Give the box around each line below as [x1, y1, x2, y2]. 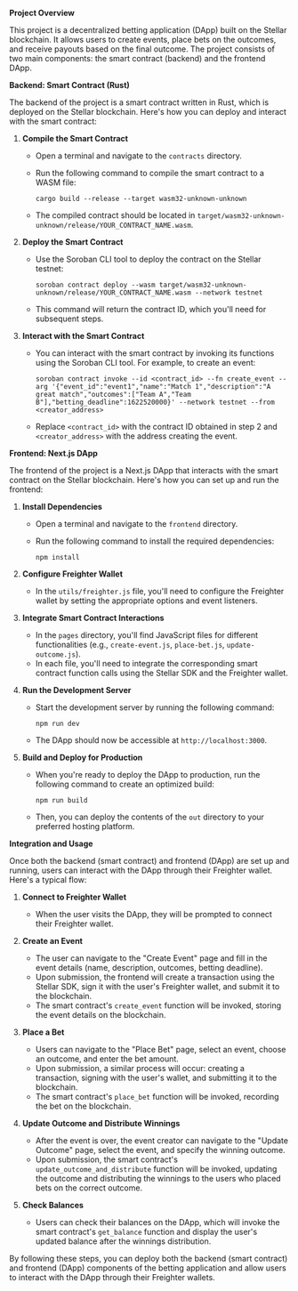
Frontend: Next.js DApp [9, 448, 98, 458]
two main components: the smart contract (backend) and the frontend [9, 53, 266, 63]
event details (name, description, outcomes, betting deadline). [35, 963, 263, 972]
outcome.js [35, 650, 77, 659]
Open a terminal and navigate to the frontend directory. [35, 519, 238, 529]
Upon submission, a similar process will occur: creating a [35, 1063, 245, 1073]
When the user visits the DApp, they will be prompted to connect [35, 909, 273, 919]
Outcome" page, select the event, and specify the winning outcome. [35, 1145, 286, 1155]
